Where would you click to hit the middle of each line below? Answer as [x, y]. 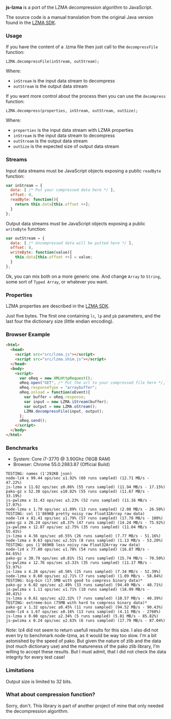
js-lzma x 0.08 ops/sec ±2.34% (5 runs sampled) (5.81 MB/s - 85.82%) [82, 616]
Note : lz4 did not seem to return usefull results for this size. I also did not [82, 630]
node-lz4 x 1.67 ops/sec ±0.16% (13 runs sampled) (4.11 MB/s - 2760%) [83, 612]
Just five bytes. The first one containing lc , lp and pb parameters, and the [83, 316]
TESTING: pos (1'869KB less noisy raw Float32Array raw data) [73, 545]
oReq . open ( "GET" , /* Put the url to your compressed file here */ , [92, 383]
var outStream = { [25, 238]
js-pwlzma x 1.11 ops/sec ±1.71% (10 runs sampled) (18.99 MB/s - [78, 590]
